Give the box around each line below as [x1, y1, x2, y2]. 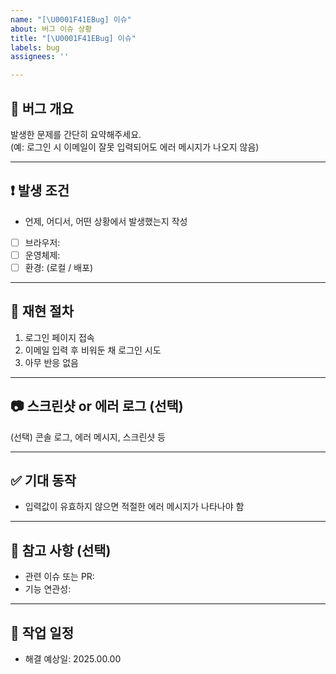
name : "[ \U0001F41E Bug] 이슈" [10, 14, 132, 25]
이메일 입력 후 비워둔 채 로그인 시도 [24, 344, 162, 356]
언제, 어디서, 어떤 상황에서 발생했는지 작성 [24, 215, 188, 227]
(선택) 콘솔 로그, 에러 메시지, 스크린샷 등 [10, 431, 166, 443]
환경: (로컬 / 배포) [24, 261, 94, 273]
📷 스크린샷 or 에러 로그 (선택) [10, 398, 184, 415]
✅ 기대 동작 [10, 472, 77, 489]
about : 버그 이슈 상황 [10, 24, 93, 34]
